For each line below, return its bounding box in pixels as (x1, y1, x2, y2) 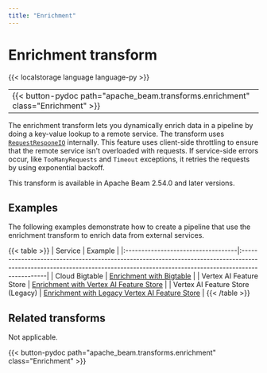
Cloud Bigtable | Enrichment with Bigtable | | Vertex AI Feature (55, 271, 258, 281)
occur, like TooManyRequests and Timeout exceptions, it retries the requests (8, 154, 250, 164)
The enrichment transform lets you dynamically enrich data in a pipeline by (8, 120, 253, 130)
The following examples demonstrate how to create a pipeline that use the (8, 222, 251, 231)
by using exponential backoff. (8, 162, 105, 172)
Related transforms (8, 311, 106, 324)
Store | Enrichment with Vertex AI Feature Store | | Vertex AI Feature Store (8, 280, 250, 289)
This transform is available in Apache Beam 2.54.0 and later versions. (8, 178, 236, 188)
